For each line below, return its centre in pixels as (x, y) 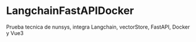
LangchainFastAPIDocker (70, 11)
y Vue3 (15, 33)
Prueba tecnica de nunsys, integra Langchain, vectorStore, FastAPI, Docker (98, 27)
